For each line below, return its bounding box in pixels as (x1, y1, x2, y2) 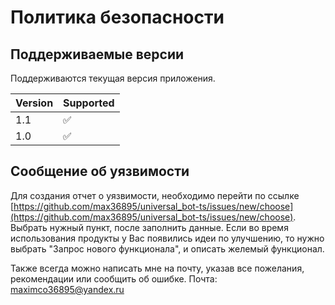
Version (15, 96, 54, 110)
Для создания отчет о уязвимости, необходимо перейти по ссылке (10, 189, 300, 201)
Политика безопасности (10, 6, 225, 29)
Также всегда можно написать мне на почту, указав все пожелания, (10, 262, 305, 274)
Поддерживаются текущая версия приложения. (10, 72, 216, 84)
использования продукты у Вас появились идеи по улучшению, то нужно (10, 232, 325, 244)
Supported (63, 96, 115, 110)
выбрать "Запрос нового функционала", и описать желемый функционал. (10, 242, 325, 255)
